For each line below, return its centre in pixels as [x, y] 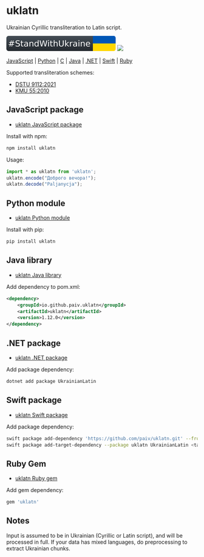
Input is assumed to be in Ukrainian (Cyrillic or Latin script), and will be [95, 535]
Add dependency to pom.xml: [43, 286]
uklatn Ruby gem [36, 478]
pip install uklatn [31, 241]
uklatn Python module [42, 218]
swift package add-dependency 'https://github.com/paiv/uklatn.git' [95, 438]
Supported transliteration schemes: [50, 72]
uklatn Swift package [41, 415]
